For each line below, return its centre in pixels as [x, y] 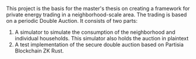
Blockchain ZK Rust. [39, 51]
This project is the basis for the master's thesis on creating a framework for [98, 8]
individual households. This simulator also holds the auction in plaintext [102, 38]
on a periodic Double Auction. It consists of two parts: [72, 21]
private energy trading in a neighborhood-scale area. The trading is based [97, 15]
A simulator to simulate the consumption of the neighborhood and [95, 32]
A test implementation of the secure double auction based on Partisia [99, 44]
